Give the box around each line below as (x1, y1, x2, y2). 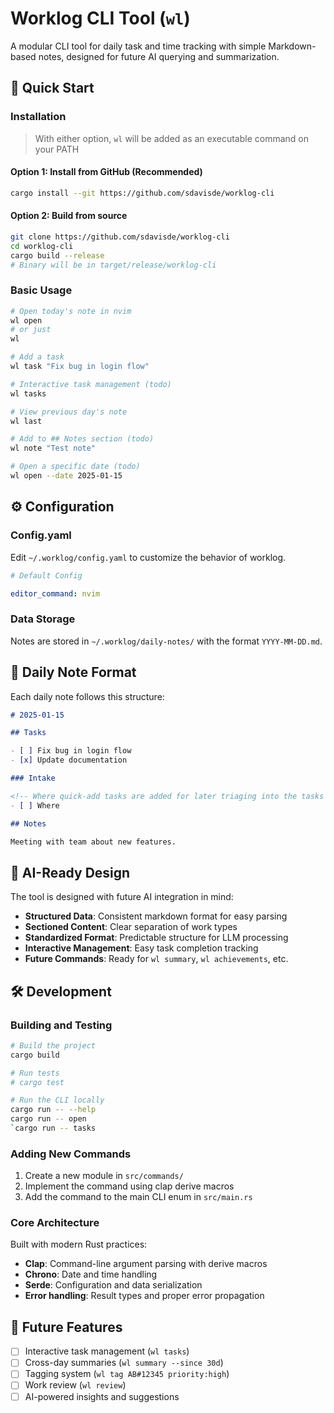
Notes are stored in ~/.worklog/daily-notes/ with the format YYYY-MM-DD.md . (10, 635, 323, 647)
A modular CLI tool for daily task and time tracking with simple (10, 40, 267, 52)
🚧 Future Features (10, 1318, 123, 1336)
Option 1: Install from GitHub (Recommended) (10, 166, 203, 178)
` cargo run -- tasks (10, 1123, 97, 1133)
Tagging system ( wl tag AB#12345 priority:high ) (24, 1368, 230, 1380)
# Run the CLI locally (10, 1095, 105, 1106)
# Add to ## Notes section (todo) (10, 434, 155, 444)
